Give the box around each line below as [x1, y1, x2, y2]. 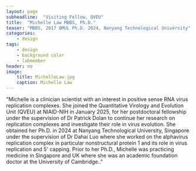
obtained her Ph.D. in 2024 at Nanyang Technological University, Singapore [6, 127, 190, 134]
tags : [6, 42, 19, 48]
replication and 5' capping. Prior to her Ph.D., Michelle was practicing [6, 146, 174, 153]
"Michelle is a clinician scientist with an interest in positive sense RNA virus [6, 96, 188, 103]
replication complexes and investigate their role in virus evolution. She [6, 121, 176, 128]
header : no [6, 63, 33, 69]
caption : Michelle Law [16, 80, 72, 86]
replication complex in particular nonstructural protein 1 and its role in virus [6, 139, 187, 146]
